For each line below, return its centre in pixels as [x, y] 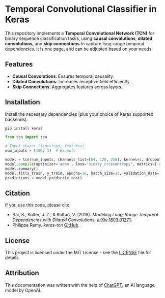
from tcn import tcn [26, 137]
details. [13, 258]
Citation [18, 193]
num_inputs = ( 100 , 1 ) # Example [41, 151]
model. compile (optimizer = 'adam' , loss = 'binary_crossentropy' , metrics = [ [81, 164]
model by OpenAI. [23, 290]
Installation [23, 102]
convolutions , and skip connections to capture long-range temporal [75, 43]
